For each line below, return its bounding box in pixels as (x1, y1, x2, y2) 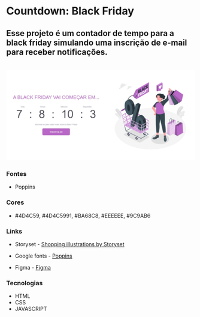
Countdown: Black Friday (6, 4, 135, 18)
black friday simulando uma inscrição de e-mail (6, 37, 187, 47)
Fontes (6, 170, 27, 178)
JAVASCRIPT (14, 305, 47, 313)
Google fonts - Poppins (14, 252, 73, 259)
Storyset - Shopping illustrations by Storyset (14, 241, 125, 248)
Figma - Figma (14, 264, 51, 271)
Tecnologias (6, 279, 43, 287)
